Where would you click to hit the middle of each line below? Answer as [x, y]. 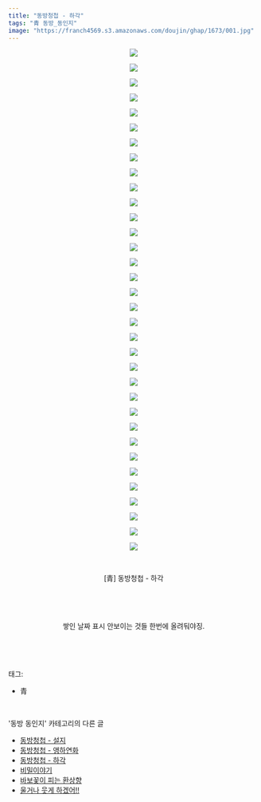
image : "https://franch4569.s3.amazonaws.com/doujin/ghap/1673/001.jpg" [131, 30]
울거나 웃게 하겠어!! [49, 790]
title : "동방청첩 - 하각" [46, 16]
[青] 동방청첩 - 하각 [134, 579]
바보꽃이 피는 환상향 [51, 780]
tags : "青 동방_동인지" [43, 23]
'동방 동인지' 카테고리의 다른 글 [56, 724]
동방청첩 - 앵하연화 [49, 750]
